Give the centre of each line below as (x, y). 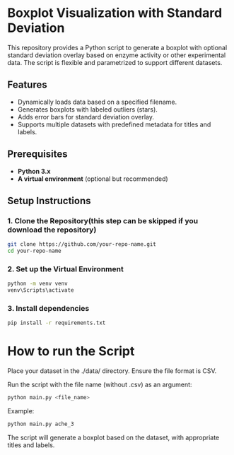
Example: (21, 411)
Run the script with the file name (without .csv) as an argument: (100, 385)
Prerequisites (37, 154)
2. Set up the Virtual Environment (65, 268)
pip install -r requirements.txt (57, 323)
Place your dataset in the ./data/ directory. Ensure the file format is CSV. (112, 371)
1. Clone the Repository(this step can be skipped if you (103, 220)
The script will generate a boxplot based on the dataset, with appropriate (113, 437)
